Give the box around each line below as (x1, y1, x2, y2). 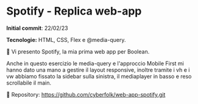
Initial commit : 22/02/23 (6, 24, 68, 32)
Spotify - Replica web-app (6, 4, 142, 18)
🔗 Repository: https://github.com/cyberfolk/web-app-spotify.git (6, 91, 166, 98)
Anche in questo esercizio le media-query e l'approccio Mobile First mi (6, 60, 184, 67)
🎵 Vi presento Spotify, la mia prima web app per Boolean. (6, 47, 150, 55)
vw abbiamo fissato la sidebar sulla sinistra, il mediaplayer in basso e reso (6, 72, 192, 80)
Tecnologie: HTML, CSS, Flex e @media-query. (6, 36, 126, 43)
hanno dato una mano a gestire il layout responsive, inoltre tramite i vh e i (6, 66, 190, 74)
